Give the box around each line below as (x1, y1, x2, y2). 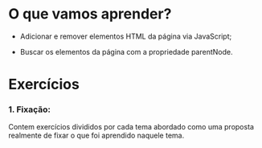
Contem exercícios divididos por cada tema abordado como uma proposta (8, 122, 255, 132)
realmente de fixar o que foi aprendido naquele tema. (8, 130, 185, 141)
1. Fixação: (8, 104, 51, 115)
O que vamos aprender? (8, 5, 172, 23)
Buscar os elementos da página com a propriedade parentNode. (19, 47, 233, 56)
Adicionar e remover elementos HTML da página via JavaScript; (19, 31, 232, 41)
